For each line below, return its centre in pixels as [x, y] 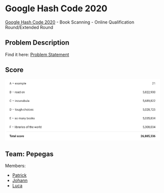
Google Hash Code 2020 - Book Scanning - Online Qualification [70, 22]
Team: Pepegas [29, 154]
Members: [15, 166]
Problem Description [37, 43]
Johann [20, 181]
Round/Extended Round [29, 27]
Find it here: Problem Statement [37, 54]
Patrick [19, 175]
